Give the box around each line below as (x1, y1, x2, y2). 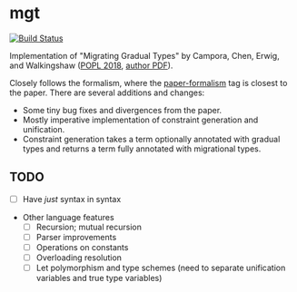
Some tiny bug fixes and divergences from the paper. (22, 104, 223, 115)
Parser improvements (35, 231, 117, 242)
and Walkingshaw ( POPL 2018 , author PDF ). (9, 60, 173, 71)
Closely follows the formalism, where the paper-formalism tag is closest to (9, 77, 288, 88)
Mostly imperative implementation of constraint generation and (22, 114, 259, 125)
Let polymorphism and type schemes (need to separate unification (35, 262, 286, 274)
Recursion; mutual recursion (35, 221, 143, 232)
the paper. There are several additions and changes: (9, 87, 205, 98)
